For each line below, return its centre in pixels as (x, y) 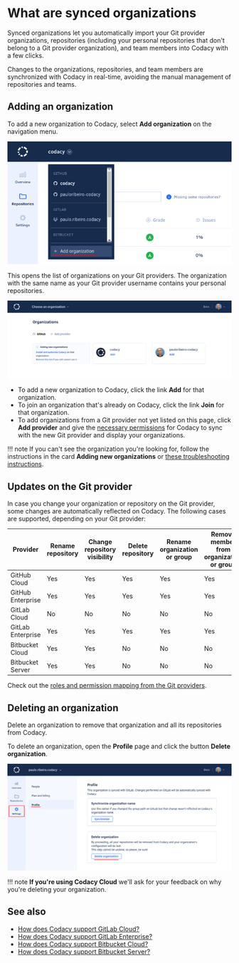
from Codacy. (27, 733)
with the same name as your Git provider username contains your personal (117, 283)
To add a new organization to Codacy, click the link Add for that (111, 390)
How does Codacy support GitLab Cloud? (79, 929)
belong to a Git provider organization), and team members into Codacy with (118, 48)
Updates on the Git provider (70, 486)
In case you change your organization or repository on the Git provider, (111, 504)
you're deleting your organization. (57, 889)
